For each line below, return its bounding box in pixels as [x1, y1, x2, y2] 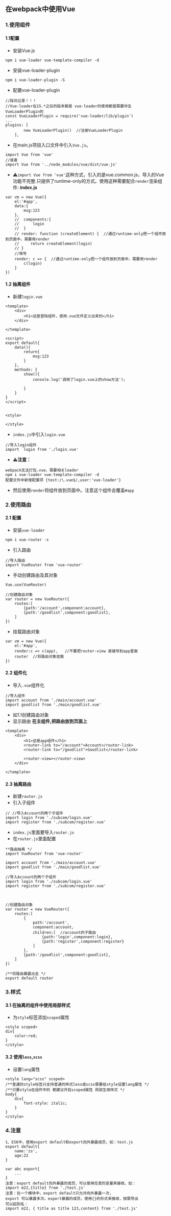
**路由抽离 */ [5, 847, 32, 852]
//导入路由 [5, 558, 26, 563]
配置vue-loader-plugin [12, 87, 60, 93]
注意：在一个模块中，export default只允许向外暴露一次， [5, 1190, 114, 1196]
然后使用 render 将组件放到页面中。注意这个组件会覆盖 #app [12, 487, 134, 493]
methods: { [14, 367, 38, 372]
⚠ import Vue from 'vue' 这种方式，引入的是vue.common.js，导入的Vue [12, 172, 164, 178]
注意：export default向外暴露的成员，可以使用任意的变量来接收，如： [5, 1181, 136, 1186]
